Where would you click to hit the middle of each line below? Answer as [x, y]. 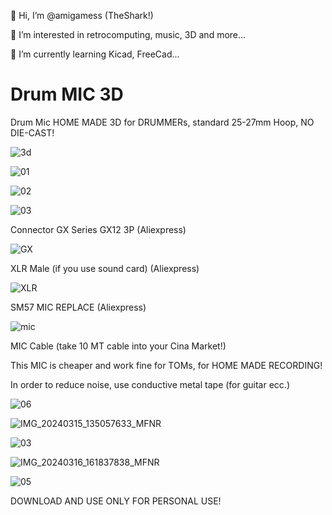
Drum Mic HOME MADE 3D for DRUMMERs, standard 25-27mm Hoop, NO [162, 122]
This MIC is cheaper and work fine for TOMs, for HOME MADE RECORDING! [166, 365]
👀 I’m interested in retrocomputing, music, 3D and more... [128, 34]
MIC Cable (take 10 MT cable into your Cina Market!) [118, 346]
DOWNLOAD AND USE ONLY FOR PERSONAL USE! [116, 501]
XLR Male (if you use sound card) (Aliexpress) [105, 268]
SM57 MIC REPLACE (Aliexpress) [78, 307]
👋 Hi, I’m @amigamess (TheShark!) [82, 15]
